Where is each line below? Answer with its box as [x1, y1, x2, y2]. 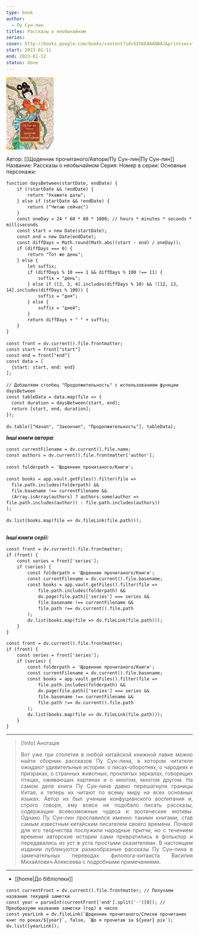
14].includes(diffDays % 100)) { [6, 287, 89, 293]
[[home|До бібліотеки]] [14, 875, 73, 882]
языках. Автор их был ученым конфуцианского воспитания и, [20, 795, 193, 802]
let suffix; [27, 263, 57, 270]
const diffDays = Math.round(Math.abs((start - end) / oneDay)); [17, 239, 182, 246]
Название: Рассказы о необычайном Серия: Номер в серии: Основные [6, 161, 187, 169]
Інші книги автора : [6, 434, 55, 441]
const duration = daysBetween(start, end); [11, 400, 120, 406]
